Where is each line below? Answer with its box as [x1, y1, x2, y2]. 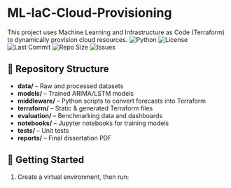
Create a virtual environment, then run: [17, 173, 129, 181]
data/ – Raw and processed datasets [17, 82, 124, 90]
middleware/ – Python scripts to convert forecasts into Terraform [17, 96, 206, 105]
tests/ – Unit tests [17, 126, 69, 134]
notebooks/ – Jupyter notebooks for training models [17, 119, 169, 127]
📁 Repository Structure [7, 63, 109, 75]
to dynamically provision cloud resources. [7, 35, 128, 43]
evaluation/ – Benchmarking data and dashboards [17, 111, 163, 120]
